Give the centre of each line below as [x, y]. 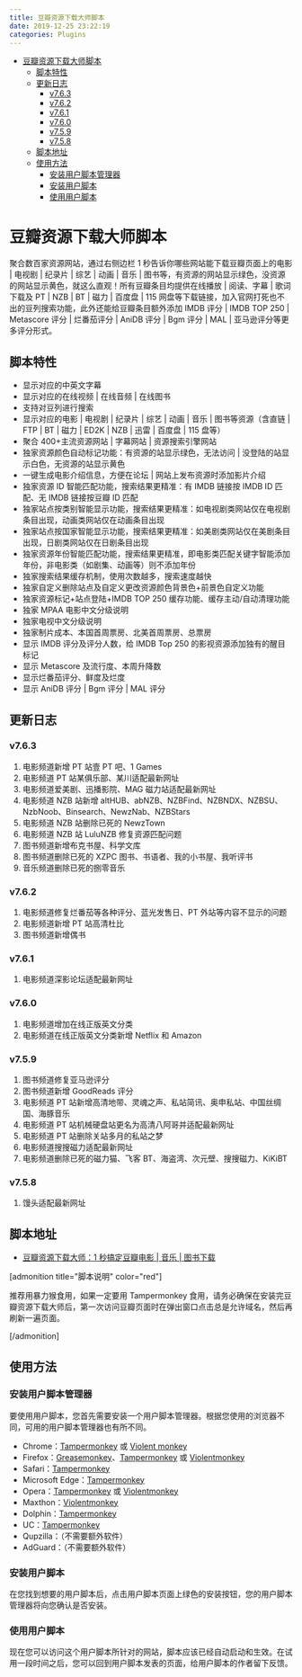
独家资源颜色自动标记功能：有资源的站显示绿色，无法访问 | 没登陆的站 [152, 453]
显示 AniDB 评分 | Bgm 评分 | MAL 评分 [94, 689]
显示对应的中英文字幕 [62, 385]
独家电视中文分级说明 [62, 621]
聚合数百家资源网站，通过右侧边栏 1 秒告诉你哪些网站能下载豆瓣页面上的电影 [151, 263]
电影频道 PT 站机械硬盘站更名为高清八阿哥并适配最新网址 [128, 1124]
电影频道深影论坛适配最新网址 [77, 979]
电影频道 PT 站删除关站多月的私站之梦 [93, 1136]
